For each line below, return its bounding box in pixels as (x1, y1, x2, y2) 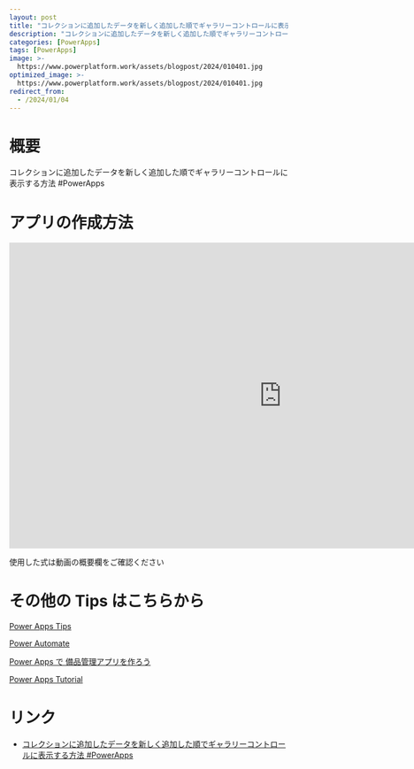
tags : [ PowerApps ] (9, 46, 77, 55)
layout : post (9, 12, 57, 22)
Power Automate (9, 638, 71, 649)
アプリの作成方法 (9, 212, 134, 233)
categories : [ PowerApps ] (9, 37, 101, 47)
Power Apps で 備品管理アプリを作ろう (9, 657, 151, 667)
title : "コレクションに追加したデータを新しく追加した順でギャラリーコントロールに (9, 21, 279, 30)
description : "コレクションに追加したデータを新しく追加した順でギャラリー (9, 29, 257, 38)
